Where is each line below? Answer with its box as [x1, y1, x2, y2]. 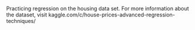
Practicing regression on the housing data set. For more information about [6, 5, 189, 12]
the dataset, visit [6, 11, 47, 18]
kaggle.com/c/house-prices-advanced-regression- [48, 11, 175, 18]
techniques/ [6, 18, 36, 24]
